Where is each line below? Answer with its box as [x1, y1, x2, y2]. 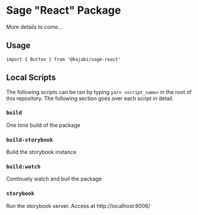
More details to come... [6, 23, 63, 30]
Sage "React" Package [6, 4, 121, 17]
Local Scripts [6, 73, 56, 83]
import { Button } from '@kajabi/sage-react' [6, 56, 121, 63]
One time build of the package [6, 121, 80, 129]
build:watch [6, 163, 41, 170]
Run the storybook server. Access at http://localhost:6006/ [6, 202, 150, 209]
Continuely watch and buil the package [6, 175, 102, 182]
